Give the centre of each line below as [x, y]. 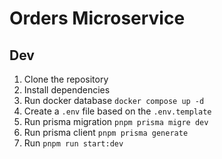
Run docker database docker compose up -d [114, 100]
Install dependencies [67, 90]
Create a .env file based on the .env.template [117, 111]
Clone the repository [66, 79]
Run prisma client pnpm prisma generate [106, 132]
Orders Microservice [97, 18]
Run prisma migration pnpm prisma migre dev [116, 121]
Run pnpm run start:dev [73, 143]
